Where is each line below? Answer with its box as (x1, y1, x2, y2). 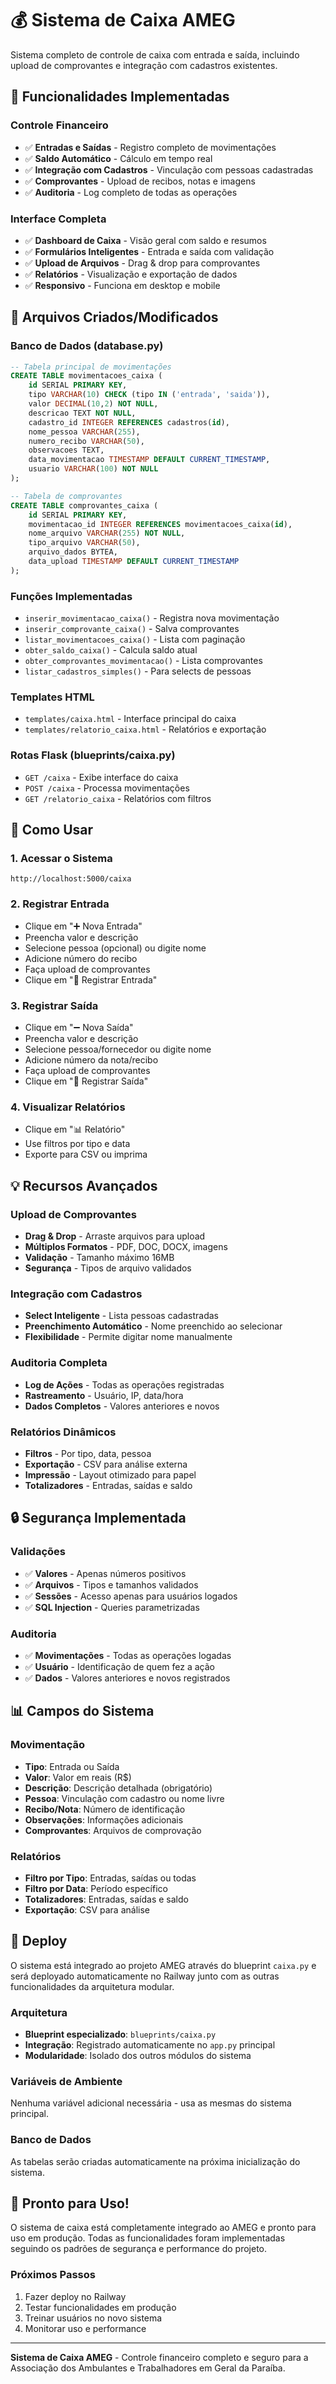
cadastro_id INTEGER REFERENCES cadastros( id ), (28, 417, 230, 427)
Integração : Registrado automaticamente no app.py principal (24, 2038, 276, 2051)
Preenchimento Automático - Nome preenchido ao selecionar (24, 1320, 283, 1332)
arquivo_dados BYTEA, (28, 547, 118, 557)
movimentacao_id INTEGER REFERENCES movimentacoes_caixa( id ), (28, 519, 293, 529)
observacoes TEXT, (28, 445, 105, 456)
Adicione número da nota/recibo (24, 1054, 159, 1066)
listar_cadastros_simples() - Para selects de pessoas (24, 665, 252, 677)
